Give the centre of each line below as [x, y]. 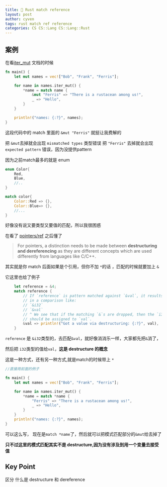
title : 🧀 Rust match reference [38, 10]
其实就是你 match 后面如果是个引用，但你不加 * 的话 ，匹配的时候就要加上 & [82, 267]
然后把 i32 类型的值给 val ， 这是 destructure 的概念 [56, 349]
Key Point [20, 467]
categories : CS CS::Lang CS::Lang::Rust [48, 28]
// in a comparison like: [50, 301]
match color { [19, 197]
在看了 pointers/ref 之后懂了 [34, 236]
